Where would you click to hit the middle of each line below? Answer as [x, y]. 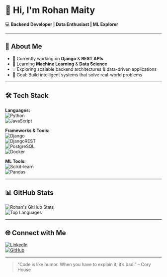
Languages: [18, 110]
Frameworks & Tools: [27, 130]
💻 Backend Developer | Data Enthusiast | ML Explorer [62, 24]
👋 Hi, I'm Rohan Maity [50, 10]
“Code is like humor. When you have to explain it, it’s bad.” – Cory [84, 265]
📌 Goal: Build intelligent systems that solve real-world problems [77, 75]
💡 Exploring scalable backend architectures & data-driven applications [84, 69]
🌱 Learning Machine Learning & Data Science [60, 64]
